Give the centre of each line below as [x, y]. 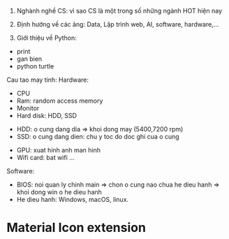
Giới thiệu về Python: [47, 38]
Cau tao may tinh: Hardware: [47, 80]
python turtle [35, 66]
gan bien [29, 59]
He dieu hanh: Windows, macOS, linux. [73, 200]
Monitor [28, 108]
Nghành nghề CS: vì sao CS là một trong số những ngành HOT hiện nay [119, 11]
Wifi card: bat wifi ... [45, 158]
